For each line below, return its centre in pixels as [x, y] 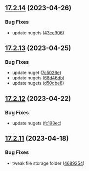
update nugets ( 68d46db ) [38, 78]
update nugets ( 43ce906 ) [38, 33]
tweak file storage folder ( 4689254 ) [48, 163]
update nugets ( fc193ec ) [37, 123]
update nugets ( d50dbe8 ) [38, 83]
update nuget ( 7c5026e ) [37, 73]
